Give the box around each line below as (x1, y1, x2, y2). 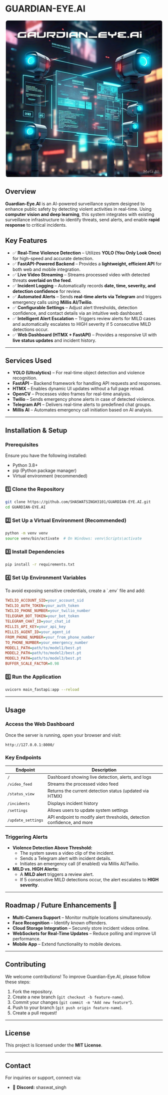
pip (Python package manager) (12, 467, 77, 473)
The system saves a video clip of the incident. (19, 850, 115, 856)
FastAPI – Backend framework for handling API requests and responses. (12, 380, 161, 386)
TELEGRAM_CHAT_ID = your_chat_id (5, 619, 70, 624)
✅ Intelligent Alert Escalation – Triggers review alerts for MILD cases (12, 315, 156, 321)
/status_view (7, 791, 34, 796)
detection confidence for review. (12, 288, 81, 294)
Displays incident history (47, 800, 98, 806)
